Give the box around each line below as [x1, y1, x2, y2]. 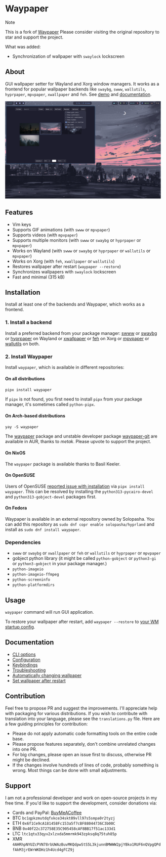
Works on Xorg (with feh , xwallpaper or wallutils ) [12, 258, 115, 264]
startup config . [5, 624, 36, 630]
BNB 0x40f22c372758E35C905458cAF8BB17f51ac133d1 [12, 825, 116, 831]
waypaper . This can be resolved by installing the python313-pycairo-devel [5, 488, 154, 495]
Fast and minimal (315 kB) [12, 274, 65, 280]
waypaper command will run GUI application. [5, 609, 94, 615]
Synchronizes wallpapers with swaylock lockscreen [12, 269, 116, 274]
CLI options [12, 651, 36, 657]
